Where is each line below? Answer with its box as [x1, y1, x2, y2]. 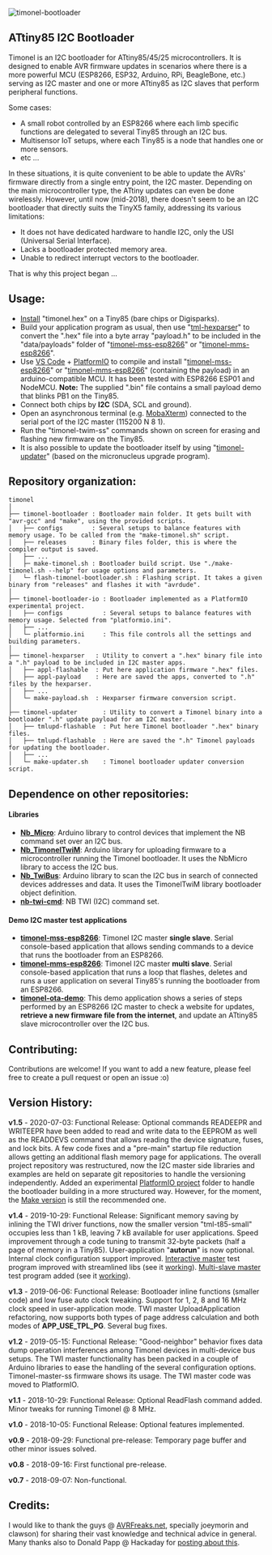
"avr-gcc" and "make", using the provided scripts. [8, 517, 186, 525]
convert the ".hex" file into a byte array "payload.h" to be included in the [19, 330, 261, 340]
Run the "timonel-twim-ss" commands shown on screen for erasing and [19, 425, 261, 435]
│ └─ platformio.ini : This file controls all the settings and [8, 631, 252, 639]
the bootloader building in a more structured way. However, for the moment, [8, 1186, 261, 1196]
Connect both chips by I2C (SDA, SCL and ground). [19, 399, 192, 409]
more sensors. [19, 144, 69, 154]
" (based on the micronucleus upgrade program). [45, 451, 210, 461]
